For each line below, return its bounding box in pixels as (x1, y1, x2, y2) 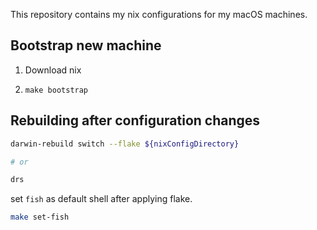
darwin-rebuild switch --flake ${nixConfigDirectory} (10, 139, 240, 149)
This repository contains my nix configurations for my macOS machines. (10, 9, 308, 20)
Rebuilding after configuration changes (10, 112, 261, 129)
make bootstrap (24, 85, 89, 95)
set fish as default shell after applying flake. (10, 193, 193, 205)
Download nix (24, 64, 82, 76)
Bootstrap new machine (10, 37, 162, 54)
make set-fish (10, 212, 70, 223)
